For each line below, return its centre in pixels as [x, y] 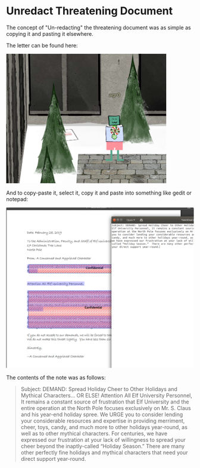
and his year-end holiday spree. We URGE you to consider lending [102, 414]
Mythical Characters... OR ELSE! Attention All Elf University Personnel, [106, 395]
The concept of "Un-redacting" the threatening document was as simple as [99, 27]
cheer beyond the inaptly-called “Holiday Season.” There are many [103, 446]
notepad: [17, 199]
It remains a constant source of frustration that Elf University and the [105, 402]
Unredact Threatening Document [90, 11]
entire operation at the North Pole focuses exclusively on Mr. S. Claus [106, 408]
